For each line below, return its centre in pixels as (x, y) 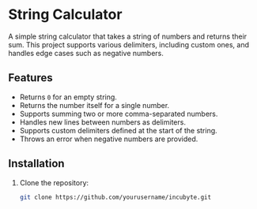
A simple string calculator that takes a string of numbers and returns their (128, 36)
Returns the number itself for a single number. (94, 105)
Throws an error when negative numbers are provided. (109, 139)
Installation (36, 164)
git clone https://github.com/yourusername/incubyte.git (115, 197)
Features (30, 78)
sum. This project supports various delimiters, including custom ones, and (129, 44)
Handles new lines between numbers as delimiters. (102, 122)
